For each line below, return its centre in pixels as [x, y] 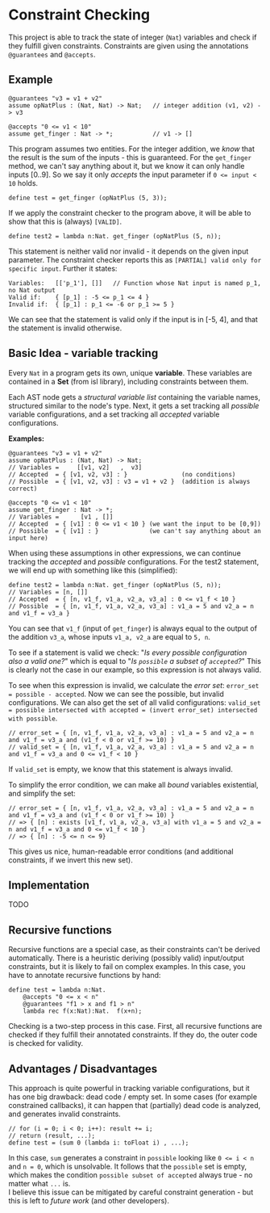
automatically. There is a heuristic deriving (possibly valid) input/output [126, 958]
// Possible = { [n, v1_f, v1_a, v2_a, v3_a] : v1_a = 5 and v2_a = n [131, 606]
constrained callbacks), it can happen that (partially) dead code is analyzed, [135, 1105]
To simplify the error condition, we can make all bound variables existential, [134, 784]
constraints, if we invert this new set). [71, 860]
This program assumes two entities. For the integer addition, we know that [132, 149]
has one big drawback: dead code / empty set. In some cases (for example [133, 1097]
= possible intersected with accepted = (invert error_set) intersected [133, 710]
